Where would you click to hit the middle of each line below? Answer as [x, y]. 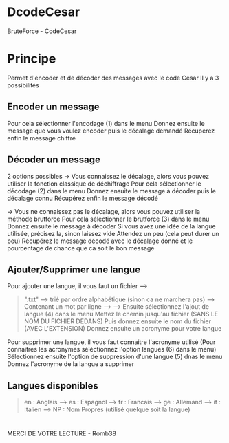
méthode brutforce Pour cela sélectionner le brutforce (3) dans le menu [108, 219]
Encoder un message [53, 107]
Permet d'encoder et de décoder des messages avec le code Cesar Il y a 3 [113, 78]
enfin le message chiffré [42, 138]
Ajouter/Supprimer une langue [74, 269]
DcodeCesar [44, 12]
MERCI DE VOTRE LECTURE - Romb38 [62, 433]
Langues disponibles [53, 386]
